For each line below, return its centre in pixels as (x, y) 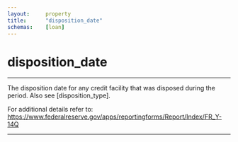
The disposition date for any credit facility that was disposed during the (112, 88)
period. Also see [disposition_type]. (59, 95)
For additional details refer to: (50, 110)
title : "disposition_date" (55, 20)
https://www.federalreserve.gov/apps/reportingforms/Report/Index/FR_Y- (114, 117)
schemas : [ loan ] (36, 27)
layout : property (39, 14)
